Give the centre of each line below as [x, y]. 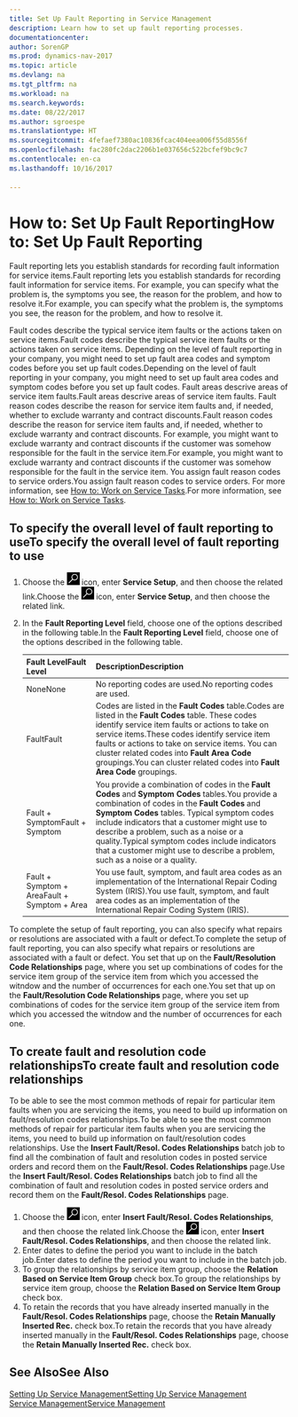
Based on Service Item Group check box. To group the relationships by [151, 1279]
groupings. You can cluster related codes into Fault [188, 762]
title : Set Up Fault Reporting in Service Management [111, 19]
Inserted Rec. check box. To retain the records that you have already [147, 1326]
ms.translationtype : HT [53, 131]
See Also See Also [59, 1372]
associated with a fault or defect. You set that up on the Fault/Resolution [143, 957]
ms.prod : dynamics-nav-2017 [61, 56]
